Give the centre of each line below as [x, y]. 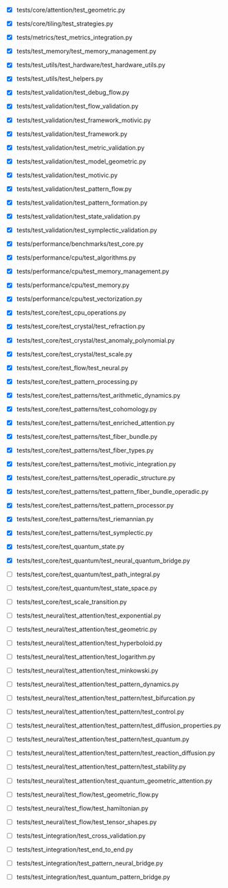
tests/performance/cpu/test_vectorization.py [79, 299]
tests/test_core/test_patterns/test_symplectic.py [84, 533]
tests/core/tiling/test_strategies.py [65, 24]
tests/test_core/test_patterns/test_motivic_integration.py [96, 464]
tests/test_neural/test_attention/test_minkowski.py [87, 670]
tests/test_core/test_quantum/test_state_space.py [87, 588]
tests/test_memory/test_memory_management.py [86, 52]
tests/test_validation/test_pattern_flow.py [74, 189]
